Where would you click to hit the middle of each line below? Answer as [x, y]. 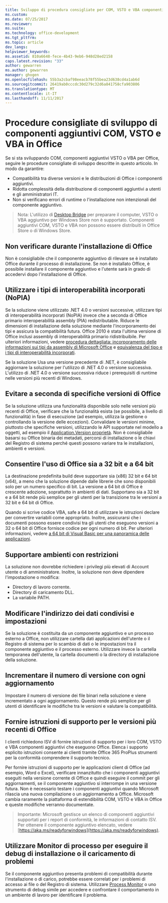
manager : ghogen [22, 75]
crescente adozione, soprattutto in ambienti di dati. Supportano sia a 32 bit [82, 492]
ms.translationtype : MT [30, 89]
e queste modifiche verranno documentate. [50, 804]
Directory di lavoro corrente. [41, 587]
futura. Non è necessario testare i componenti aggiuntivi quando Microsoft [82, 788]
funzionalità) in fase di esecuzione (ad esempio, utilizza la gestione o [76, 416]
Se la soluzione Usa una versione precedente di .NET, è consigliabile [76, 362]
